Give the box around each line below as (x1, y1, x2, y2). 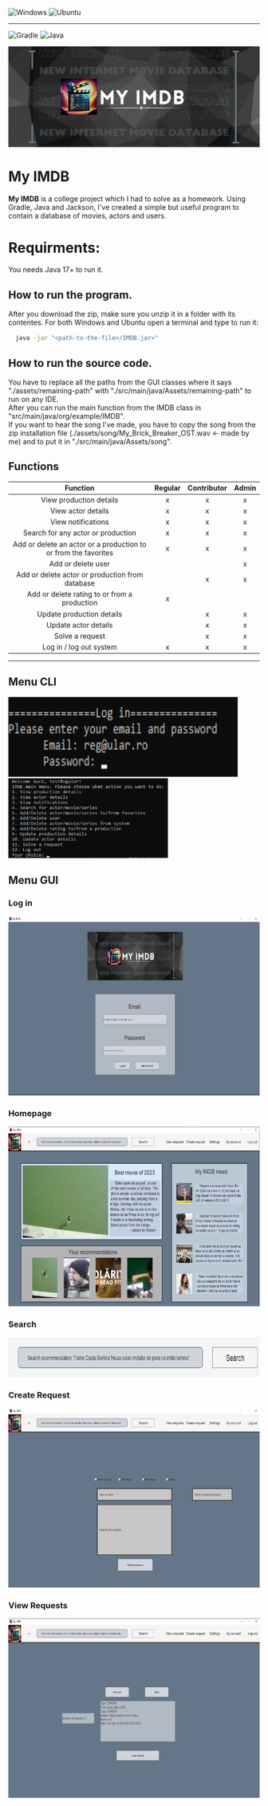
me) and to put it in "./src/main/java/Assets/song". (8, 436, 172, 446)
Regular (154, 483, 181, 493)
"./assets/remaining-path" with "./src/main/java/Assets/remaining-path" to (8, 385, 252, 395)
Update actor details (46, 620, 113, 629)
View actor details (50, 506, 109, 515)
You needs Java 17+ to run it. (8, 265, 104, 274)
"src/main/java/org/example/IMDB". (8, 411, 125, 420)
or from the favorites (45, 547, 114, 558)
